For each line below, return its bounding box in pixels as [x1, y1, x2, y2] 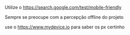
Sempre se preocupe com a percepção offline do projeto [5, 14, 124, 20]
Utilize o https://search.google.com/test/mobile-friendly [5, 5, 122, 10]
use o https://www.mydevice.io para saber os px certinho [5, 24, 125, 30]
